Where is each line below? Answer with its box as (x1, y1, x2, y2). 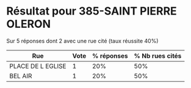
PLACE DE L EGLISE (9, 62, 67, 70)
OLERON (6, 17, 51, 31)
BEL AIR (9, 72, 32, 80)
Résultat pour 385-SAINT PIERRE (6, 4, 177, 18)
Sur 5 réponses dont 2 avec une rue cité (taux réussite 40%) (6, 37, 159, 44)
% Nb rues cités (134, 52, 182, 60)
